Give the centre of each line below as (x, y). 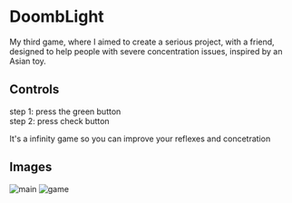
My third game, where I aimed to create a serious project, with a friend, (142, 42)
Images (31, 167)
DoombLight (57, 17)
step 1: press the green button (65, 111)
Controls (34, 89)
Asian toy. (28, 61)
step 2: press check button (60, 121)
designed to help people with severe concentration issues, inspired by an (146, 51)
